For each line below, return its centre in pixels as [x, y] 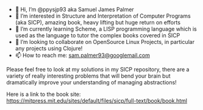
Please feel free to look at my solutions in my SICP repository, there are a [98, 69]
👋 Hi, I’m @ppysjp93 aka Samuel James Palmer [74, 9]
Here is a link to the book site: [44, 94]
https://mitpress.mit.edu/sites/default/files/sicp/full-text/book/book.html [97, 101]
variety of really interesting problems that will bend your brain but [88, 76]
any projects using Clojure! [49, 48]
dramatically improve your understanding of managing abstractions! [91, 82]
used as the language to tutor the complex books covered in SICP [98, 35]
